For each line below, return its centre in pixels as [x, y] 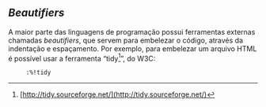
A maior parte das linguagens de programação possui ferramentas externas [132, 31]
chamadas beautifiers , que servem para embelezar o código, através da [126, 40]
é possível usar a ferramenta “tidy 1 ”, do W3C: [82, 57]
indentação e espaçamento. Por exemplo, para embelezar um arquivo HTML [133, 48]
